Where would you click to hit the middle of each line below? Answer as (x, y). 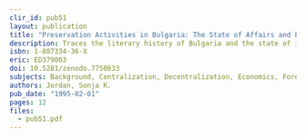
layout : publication (49, 26)
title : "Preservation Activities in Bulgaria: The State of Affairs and (150, 34)
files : (22, 111)
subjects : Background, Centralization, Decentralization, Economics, (144, 77)
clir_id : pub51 (38, 18)
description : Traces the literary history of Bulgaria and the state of (150, 43)
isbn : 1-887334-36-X (49, 52)
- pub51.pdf (41, 119)
